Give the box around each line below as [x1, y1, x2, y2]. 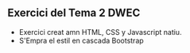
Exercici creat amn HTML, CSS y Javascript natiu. [18, 27, 182, 36]
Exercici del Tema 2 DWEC [7, 6, 141, 20]
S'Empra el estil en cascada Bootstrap [18, 36, 144, 45]
